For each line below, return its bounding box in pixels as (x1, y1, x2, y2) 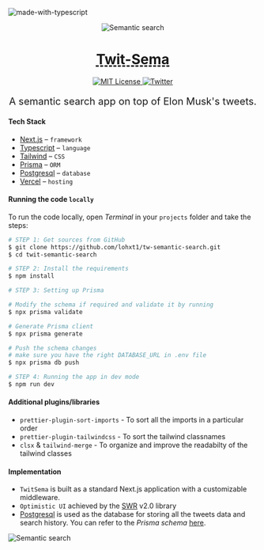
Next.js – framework (19, 135, 82, 144)
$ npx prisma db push (8, 358, 80, 367)
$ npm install (8, 272, 55, 280)
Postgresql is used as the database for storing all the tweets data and (19, 510, 246, 519)
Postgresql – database (19, 168, 91, 177)
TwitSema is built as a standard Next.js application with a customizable (19, 484, 247, 494)
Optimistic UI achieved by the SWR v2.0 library (19, 501, 176, 510)
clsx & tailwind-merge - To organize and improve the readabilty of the (19, 440, 248, 450)
